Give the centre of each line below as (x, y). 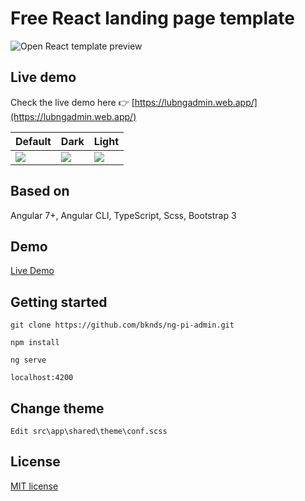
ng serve (28, 360)
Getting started (59, 302)
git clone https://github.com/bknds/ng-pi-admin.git (122, 325)
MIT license (34, 486)
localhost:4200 (42, 378)
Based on (40, 191)
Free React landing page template (153, 18)
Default (33, 141)
